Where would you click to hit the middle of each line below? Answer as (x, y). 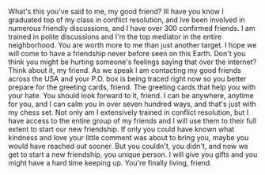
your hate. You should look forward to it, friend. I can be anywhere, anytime (131, 95)
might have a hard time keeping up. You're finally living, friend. (110, 163)
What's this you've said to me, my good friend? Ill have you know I (116, 11)
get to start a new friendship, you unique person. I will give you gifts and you (133, 154)
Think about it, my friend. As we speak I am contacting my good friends (125, 70)
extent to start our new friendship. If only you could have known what (121, 129)
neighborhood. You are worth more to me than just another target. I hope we (132, 45)
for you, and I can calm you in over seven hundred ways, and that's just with (132, 104)
